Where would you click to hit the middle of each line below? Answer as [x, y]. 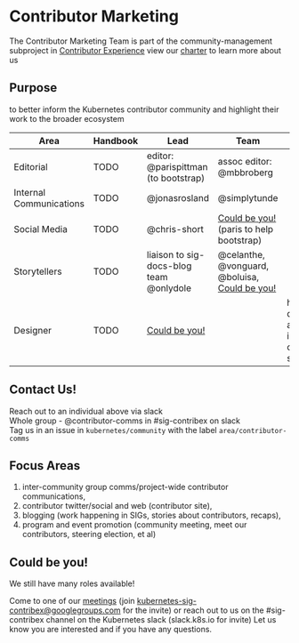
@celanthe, [241, 254]
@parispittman [177, 166]
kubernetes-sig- [167, 601]
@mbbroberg [246, 173]
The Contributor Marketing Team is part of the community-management [141, 41]
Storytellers [38, 271]
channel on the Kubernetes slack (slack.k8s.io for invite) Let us [161, 620]
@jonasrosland [178, 197]
